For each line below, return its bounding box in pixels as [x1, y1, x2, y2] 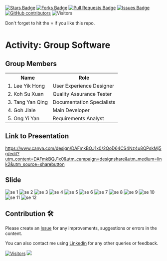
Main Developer [52, 107, 90, 114]
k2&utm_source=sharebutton [5, 161, 65, 167]
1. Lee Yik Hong [7, 83, 45, 89]
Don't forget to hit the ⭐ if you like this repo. [5, 20, 95, 26]
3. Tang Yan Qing [7, 99, 48, 105]
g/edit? [5, 150, 20, 156]
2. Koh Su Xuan [7, 91, 44, 97]
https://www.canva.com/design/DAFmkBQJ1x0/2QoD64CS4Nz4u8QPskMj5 [5, 145, 162, 151]
